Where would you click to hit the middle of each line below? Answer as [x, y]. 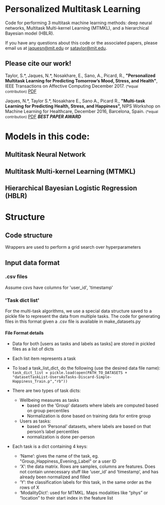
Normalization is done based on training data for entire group [89, 416]
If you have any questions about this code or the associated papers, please [81, 42]
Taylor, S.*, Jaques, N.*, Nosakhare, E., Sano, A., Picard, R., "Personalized [80, 76]
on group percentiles [48, 411]
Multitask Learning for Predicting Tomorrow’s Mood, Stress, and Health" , [81, 80]
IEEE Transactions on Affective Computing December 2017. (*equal [72, 86]
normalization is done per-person [61, 437]
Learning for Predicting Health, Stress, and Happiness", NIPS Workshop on [83, 106]
